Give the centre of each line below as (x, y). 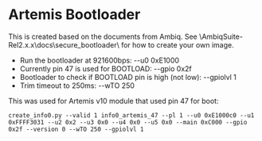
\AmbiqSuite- (221, 36)
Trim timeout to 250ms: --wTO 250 (77, 86)
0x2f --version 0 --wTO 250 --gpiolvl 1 (76, 129)
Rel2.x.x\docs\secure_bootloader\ (64, 44)
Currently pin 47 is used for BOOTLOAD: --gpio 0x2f (106, 68)
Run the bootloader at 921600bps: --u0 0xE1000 (100, 60)
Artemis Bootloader (74, 15)
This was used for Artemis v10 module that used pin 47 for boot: (113, 101)
